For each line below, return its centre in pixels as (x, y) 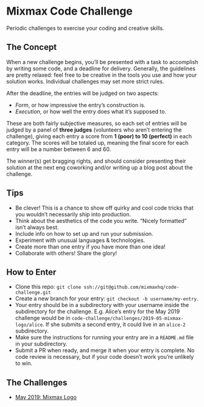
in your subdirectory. (41, 344)
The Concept (31, 47)
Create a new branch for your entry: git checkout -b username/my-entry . (107, 299)
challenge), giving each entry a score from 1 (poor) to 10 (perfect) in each (99, 136)
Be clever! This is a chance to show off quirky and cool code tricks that (104, 208)
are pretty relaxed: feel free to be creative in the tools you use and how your (102, 75)
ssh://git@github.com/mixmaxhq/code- (132, 288)
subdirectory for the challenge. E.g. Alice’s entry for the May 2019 (97, 311)
